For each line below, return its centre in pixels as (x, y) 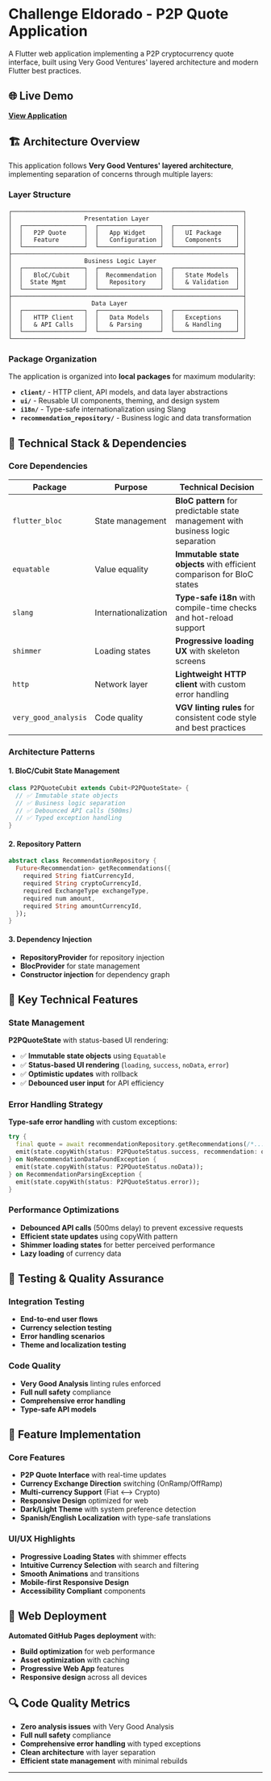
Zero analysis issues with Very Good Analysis (97, 1727)
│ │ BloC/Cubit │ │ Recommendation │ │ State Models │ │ (128, 275)
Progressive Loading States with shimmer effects (103, 1556)
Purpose (131, 487)
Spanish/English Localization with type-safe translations (115, 1518)
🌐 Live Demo (41, 96)
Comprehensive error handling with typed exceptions (110, 1744)
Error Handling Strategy (56, 1105)
